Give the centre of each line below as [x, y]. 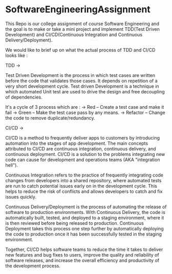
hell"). [12, 165]
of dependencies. [24, 97]
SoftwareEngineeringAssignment [78, 9]
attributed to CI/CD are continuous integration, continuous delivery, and [81, 149]
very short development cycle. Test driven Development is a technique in [82, 86]
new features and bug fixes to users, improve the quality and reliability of [82, 255]
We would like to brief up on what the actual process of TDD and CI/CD [80, 50]
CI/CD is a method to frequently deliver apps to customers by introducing [83, 138]
